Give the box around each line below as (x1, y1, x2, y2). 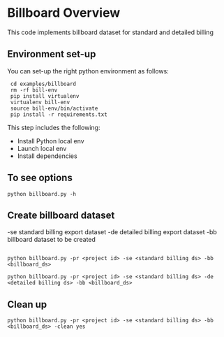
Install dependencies (17, 152, 78, 160)
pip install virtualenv (10, 92, 80, 99)
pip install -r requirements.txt (10, 110, 108, 118)
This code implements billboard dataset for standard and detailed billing (7, 28, 214, 36)
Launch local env (17, 144, 67, 152)
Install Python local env (17, 136, 85, 145)
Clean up (7, 299, 47, 310)
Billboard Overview (7, 5, 121, 21)
